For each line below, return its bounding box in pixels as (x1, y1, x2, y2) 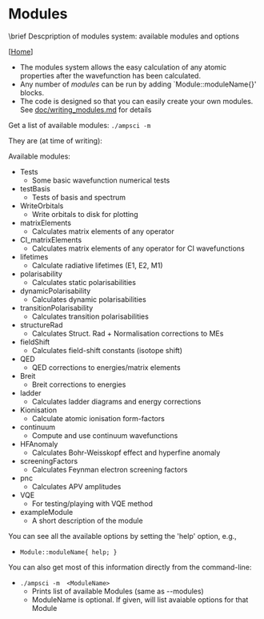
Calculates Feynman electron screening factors (31, 464, 188, 474)
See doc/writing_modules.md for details (19, 105, 152, 115)
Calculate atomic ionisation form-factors (31, 413, 166, 423)
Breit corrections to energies (31, 380, 126, 389)
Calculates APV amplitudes (31, 481, 122, 491)
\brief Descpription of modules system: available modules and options (8, 31, 240, 41)
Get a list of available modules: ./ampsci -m (8, 120, 151, 130)
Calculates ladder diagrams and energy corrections (31, 396, 202, 406)
